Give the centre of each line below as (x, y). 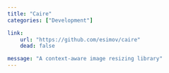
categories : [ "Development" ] (50, 20)
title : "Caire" (30, 14)
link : (15, 33)
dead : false (37, 46)
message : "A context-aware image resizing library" (85, 59)
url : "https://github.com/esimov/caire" (80, 39)
